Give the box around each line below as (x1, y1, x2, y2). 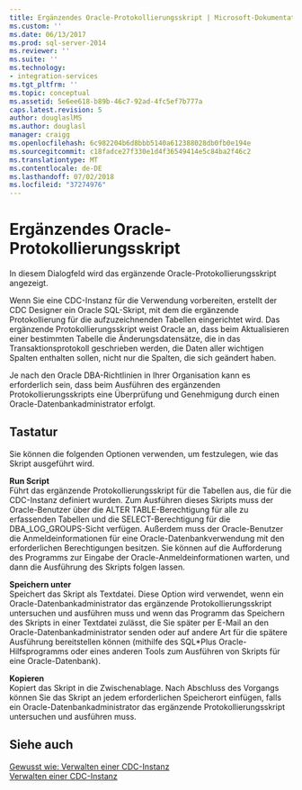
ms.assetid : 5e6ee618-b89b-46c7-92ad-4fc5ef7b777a (9, 96, 203, 106)
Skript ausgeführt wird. (9, 458, 95, 469)
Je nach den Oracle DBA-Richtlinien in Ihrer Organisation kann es (9, 370, 251, 381)
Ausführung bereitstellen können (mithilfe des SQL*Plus (9, 636, 218, 647)
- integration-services (9, 72, 99, 81)
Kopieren (9, 672, 45, 684)
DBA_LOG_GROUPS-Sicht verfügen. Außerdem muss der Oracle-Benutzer (9, 523, 284, 534)
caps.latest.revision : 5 (9, 105, 102, 114)
